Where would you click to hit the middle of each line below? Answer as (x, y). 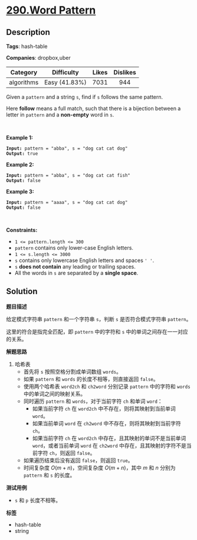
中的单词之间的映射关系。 (55, 393)
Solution (22, 291)
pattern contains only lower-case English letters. (74, 248)
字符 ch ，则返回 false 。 (66, 452)
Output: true (22, 154)
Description (28, 32)
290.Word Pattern (51, 10)
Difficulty (65, 72)
